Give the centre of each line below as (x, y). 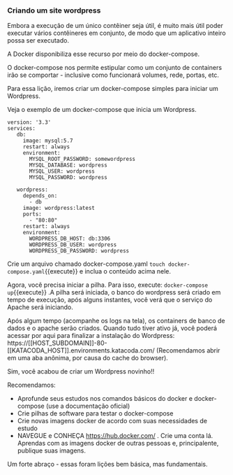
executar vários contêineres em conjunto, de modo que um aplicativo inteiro (116, 33)
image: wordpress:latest (59, 208)
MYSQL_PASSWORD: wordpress (68, 178)
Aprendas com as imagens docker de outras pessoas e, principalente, (118, 444)
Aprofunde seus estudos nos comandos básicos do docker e (105, 399)
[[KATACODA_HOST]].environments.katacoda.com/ (81, 350)
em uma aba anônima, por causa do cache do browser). (88, 358)
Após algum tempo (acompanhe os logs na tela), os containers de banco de (116, 321)
